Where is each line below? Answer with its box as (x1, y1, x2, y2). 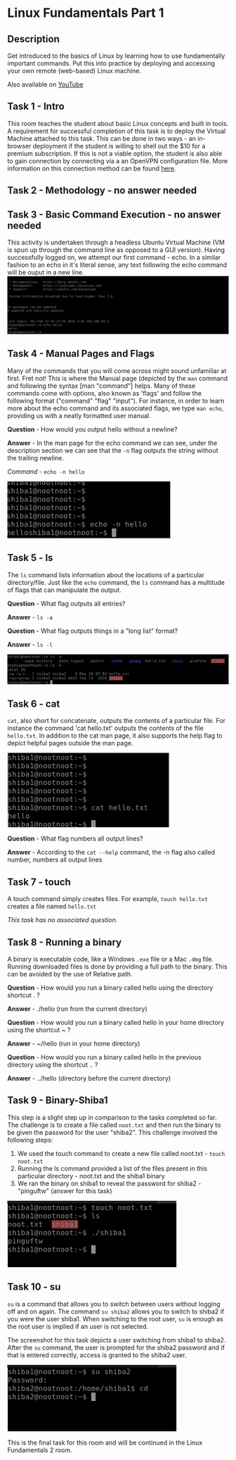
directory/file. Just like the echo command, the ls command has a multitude (7, 578, 225, 586)
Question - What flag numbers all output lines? (7, 834, 143, 843)
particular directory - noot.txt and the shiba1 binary (17, 1171, 165, 1180)
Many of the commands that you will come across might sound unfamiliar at (7, 366, 227, 375)
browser (7, 141, 32, 150)
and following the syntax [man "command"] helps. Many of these (7, 382, 196, 390)
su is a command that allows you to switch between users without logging (7, 1299, 221, 1308)
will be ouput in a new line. (7, 268, 84, 277)
